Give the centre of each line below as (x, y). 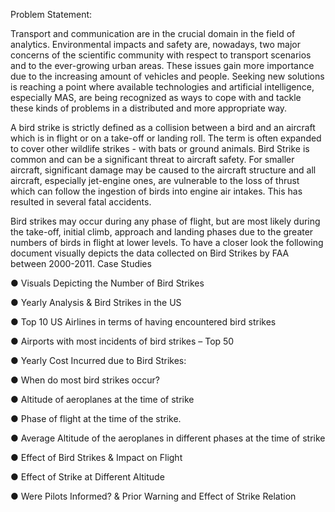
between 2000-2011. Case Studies (81, 263)
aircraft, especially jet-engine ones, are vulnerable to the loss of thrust (155, 180)
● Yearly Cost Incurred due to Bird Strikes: (98, 360)
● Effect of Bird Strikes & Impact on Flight (96, 457)
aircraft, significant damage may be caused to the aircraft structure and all (163, 170)
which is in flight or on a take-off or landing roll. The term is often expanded (166, 138)
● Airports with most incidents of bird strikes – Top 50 (122, 341)
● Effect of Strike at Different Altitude (87, 477)
